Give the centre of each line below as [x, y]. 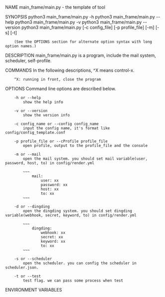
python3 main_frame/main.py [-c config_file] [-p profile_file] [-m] [88, 27]
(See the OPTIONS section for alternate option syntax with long [83, 42]
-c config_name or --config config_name [56, 124]
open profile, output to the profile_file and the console [85, 146]
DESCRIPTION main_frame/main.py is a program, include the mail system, [81, 55]
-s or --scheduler [33, 259]
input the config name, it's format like [67, 128]
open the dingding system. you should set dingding [78, 211]
